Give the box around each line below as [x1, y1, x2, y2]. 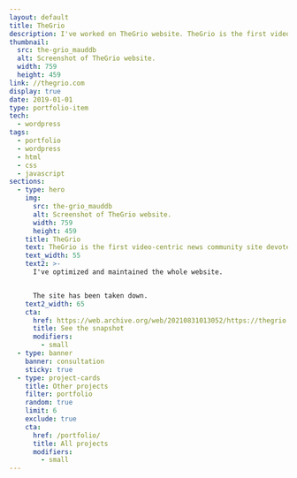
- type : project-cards [17, 373, 101, 383]
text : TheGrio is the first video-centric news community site [25, 243, 263, 252]
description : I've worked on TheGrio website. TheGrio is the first [9, 29, 267, 38]
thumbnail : [9, 37, 49, 47]
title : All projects [32, 439, 109, 448]
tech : [9, 111, 29, 120]
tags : [9, 128, 29, 137]
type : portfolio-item [9, 103, 89, 112]
